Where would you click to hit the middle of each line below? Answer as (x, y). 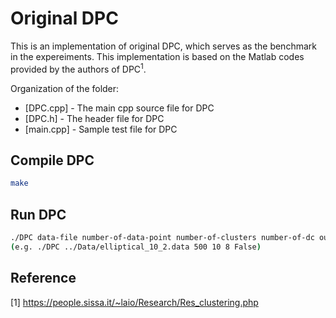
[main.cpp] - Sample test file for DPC (101, 129)
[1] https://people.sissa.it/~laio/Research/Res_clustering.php (134, 302)
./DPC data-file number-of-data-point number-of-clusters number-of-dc (162, 238)
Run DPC (38, 214)
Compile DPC (52, 160)
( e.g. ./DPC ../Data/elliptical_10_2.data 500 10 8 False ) (136, 247)
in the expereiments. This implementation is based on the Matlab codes (157, 56)
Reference (43, 278)
